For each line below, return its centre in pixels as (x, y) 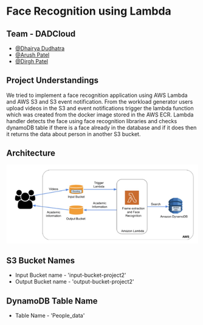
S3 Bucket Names (41, 260)
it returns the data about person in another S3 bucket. (74, 134)
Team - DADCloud (41, 34)
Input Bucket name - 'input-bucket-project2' (71, 275)
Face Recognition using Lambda (89, 11)
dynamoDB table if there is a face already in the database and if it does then (101, 127)
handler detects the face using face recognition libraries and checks (92, 121)
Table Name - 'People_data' (50, 316)
